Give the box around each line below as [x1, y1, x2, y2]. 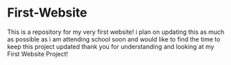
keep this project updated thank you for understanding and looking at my [7, 42, 214, 50]
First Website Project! [7, 50, 68, 58]
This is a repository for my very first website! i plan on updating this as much [7, 28, 225, 36]
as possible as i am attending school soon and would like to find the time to [7, 35, 221, 43]
